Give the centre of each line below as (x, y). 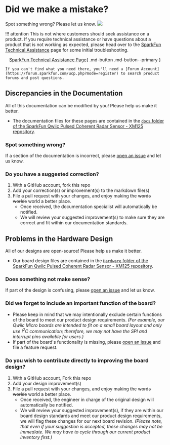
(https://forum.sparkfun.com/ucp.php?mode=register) (62, 73)
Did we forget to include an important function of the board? (80, 303)
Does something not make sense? (48, 279)
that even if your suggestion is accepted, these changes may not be (91, 426)
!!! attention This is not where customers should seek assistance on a (77, 33)
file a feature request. (35, 347)
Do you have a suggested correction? (52, 174)
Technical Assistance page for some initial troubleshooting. (67, 50)
